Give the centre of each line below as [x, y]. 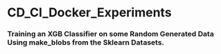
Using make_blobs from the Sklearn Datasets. [86, 42]
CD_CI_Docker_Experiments [89, 13]
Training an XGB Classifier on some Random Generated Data [111, 34]
